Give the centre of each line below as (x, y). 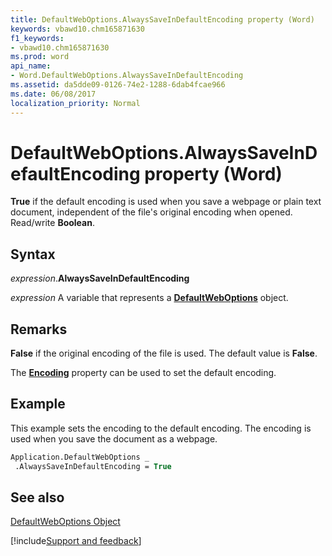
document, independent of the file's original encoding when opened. (151, 212)
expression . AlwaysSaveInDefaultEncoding (100, 278)
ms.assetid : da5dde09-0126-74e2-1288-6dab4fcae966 (118, 85)
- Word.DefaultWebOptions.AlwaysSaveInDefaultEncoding (127, 76)
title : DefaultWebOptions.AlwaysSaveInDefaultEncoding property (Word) (162, 19)
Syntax (33, 254)
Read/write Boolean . (52, 223)
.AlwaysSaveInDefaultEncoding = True (93, 466)
